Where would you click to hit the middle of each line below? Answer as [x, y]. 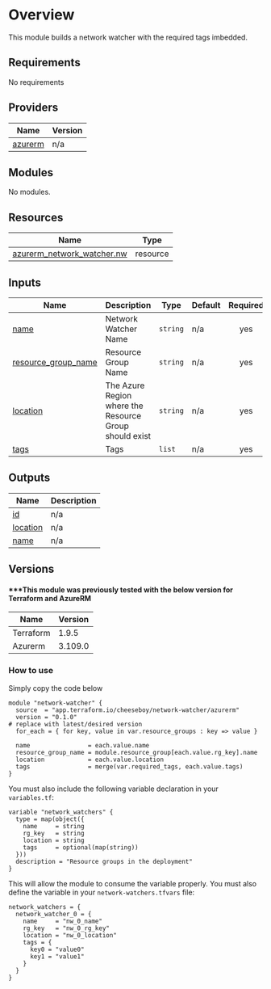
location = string [54, 840]
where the [124, 406]
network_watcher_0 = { [54, 914]
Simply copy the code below [56, 688]
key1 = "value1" [57, 956]
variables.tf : [31, 797]
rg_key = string [54, 833]
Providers [33, 108]
